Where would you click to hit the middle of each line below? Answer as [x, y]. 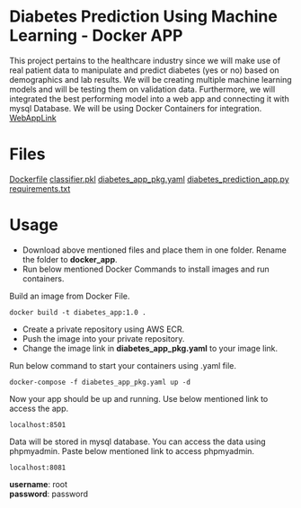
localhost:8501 [38, 424]
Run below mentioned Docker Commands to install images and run [146, 269]
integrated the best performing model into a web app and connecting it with [149, 98]
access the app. [39, 408]
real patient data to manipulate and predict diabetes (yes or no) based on [145, 70]
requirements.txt [40, 188]
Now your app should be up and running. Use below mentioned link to [139, 398]
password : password [49, 494]
